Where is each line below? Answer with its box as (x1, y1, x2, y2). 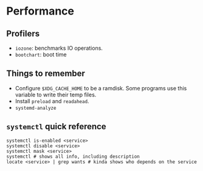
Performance (6, 4, 75, 18)
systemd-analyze (15, 105, 57, 111)
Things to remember (6, 69, 85, 79)
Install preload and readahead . (15, 97, 89, 104)
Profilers (6, 29, 40, 39)
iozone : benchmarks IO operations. (15, 44, 103, 52)
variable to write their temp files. (15, 91, 97, 98)
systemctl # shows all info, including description (6, 153, 140, 159)
